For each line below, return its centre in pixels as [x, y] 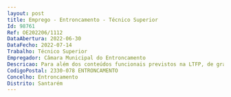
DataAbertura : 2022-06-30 [44, 39]
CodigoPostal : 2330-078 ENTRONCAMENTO [63, 70]
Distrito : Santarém [35, 83]
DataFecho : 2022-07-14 [40, 45]
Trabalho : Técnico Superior [47, 52]
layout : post [26, 13]
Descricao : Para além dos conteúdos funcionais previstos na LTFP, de [110, 64]
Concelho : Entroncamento [43, 77]
